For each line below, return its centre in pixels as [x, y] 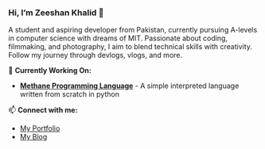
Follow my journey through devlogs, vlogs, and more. [95, 55]
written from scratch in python [69, 94]
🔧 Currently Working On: [50, 71]
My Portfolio [40, 128]
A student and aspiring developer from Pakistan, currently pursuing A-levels [133, 30]
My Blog [33, 137]
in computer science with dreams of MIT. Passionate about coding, [118, 38]
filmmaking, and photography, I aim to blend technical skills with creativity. [131, 47]
